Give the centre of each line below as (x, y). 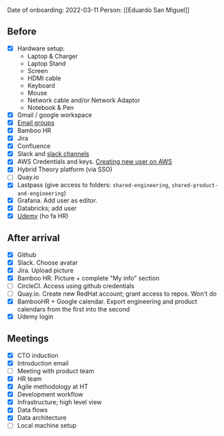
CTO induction (38, 355)
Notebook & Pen (51, 107)
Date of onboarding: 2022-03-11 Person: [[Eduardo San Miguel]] (98, 10)
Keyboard (41, 85)
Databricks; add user (47, 208)
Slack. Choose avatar (47, 263)
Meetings (28, 339)
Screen (38, 70)
